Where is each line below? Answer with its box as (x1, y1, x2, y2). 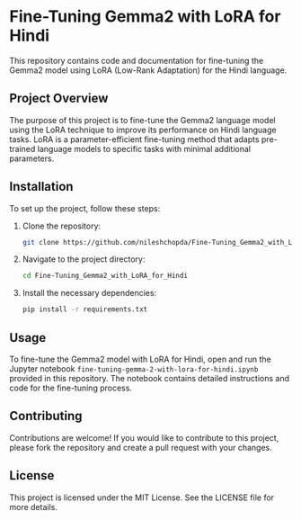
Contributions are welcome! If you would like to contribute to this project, (9, 432, 279, 443)
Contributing (9, 408, 83, 424)
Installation (9, 179, 74, 194)
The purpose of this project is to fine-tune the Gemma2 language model (9, 114, 276, 125)
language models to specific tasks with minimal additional (37, 143, 252, 154)
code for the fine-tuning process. (9, 382, 133, 393)
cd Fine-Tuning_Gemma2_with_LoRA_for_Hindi (22, 272, 189, 281)
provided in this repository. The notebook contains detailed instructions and (9, 373, 290, 383)
